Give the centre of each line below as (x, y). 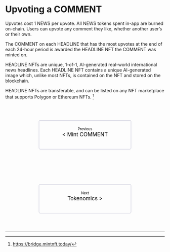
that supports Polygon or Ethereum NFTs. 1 (50, 96)
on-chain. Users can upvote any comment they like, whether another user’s (84, 28)
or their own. (18, 34)
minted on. (16, 55)
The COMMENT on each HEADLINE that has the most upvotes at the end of (84, 44)
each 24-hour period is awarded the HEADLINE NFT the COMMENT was (81, 49)
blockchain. (17, 81)
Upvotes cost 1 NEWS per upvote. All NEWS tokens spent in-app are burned (84, 23)
